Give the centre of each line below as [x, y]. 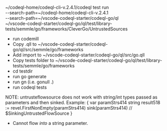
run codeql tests [30, 87]
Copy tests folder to [33, 60]
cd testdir [23, 71]
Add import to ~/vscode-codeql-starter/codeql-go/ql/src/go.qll [78, 55]
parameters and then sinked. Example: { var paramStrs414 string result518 [83, 103]
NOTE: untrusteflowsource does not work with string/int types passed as [81, 97]
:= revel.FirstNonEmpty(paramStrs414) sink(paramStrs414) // [69, 108]
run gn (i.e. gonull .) [33, 82]
